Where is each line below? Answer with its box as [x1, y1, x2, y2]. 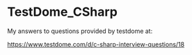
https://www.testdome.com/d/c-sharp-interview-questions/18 [7, 40, 185, 48]
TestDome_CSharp [7, 4, 118, 20]
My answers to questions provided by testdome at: [7, 27, 153, 35]
